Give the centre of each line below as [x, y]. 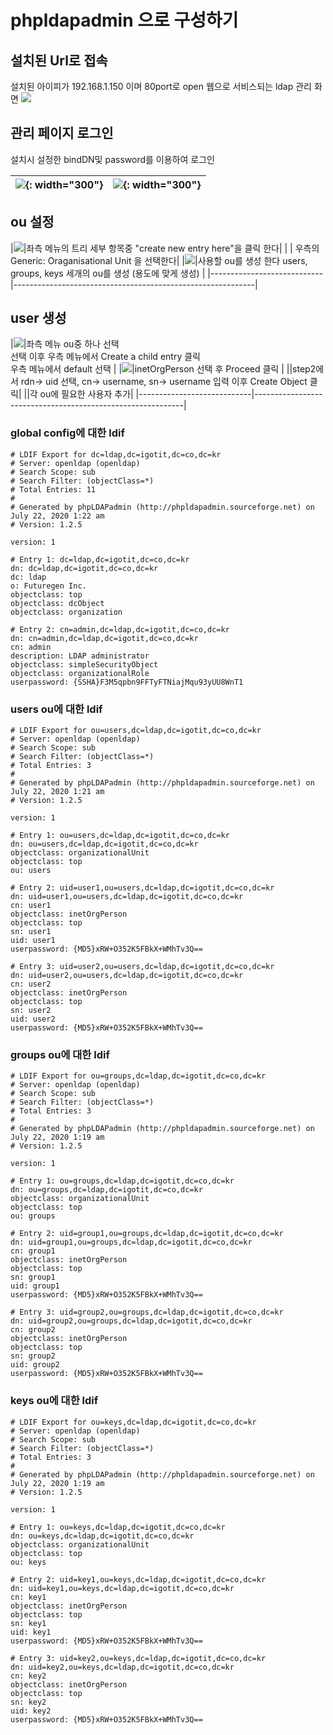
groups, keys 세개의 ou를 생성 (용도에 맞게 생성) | [108, 273]
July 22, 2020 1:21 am [57, 792]
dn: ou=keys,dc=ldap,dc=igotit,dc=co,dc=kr [102, 1536]
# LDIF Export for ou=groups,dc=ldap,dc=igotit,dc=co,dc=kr [138, 1076]
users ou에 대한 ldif [56, 709]
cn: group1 [33, 1251]
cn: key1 [28, 1597]
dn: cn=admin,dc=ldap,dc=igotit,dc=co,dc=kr [104, 638]
